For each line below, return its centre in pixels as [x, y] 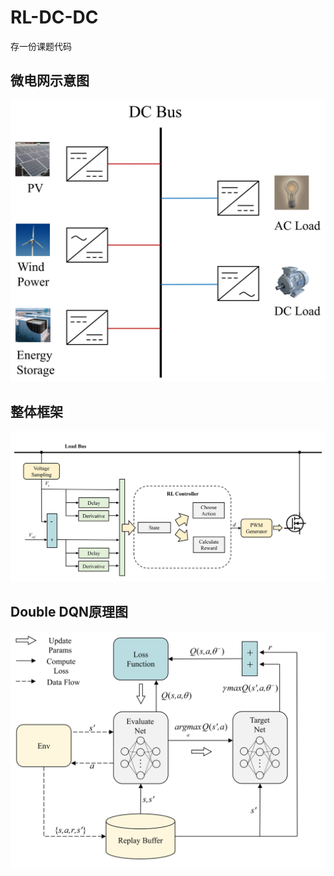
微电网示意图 [50, 81]
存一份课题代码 [41, 46]
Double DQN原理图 [69, 612]
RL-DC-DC [54, 17]
